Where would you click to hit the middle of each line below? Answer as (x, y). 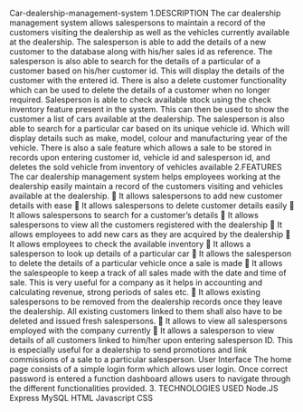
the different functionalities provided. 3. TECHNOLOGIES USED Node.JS (144, 388)
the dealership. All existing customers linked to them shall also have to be (146, 311)
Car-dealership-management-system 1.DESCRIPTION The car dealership (145, 13)
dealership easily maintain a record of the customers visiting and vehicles (146, 186)
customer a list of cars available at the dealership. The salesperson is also (147, 119)
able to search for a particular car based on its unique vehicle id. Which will (150, 129)
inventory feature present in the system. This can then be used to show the (149, 109)
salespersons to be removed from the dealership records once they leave (146, 302)
